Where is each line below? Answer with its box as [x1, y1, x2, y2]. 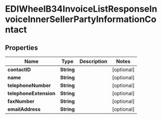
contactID [7, 66, 31, 73]
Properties [5, 43, 38, 52]
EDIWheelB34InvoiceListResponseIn [5, 3, 158, 15]
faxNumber [7, 98, 35, 104]
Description [79, 58, 108, 64]
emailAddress [7, 106, 41, 113]
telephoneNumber [7, 82, 51, 89]
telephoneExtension [7, 90, 55, 97]
